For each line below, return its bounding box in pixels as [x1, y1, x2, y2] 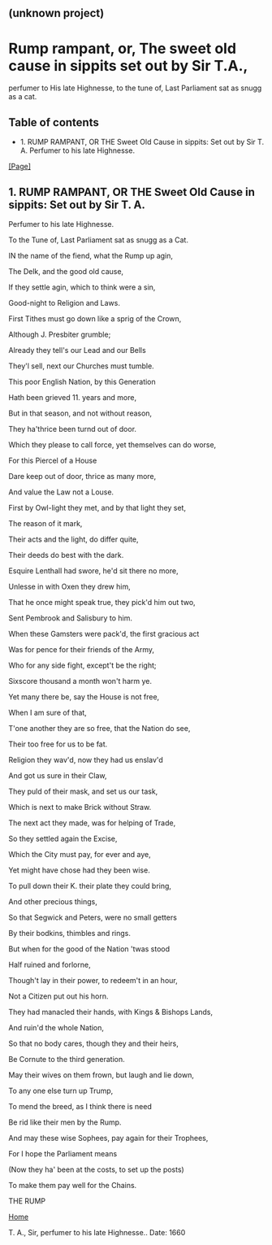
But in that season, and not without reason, [8, 408, 153, 418]
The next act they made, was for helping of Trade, [8, 817, 176, 828]
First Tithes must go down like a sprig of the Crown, [8, 313, 182, 324]
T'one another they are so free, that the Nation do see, [8, 723, 191, 733]
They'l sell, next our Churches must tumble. [8, 361, 154, 371]
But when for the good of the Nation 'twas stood [8, 943, 171, 954]
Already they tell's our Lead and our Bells [8, 345, 146, 355]
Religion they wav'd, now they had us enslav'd [8, 755, 164, 764]
